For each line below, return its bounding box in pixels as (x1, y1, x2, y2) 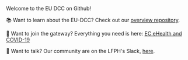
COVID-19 (6, 36, 30, 43)
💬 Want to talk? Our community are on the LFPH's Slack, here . (6, 48, 155, 54)
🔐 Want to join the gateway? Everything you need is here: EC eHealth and (6, 30, 182, 37)
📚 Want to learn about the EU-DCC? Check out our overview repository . (6, 17, 180, 23)
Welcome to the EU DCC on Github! (6, 5, 92, 12)
